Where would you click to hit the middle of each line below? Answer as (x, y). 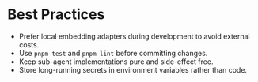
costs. (29, 44)
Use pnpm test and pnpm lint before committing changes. (113, 53)
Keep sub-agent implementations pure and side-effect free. (116, 61)
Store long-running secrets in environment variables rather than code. (133, 69)
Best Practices (56, 15)
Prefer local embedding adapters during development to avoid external (134, 36)
